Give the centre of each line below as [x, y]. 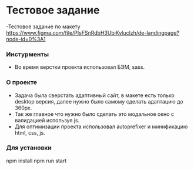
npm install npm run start [36, 161]
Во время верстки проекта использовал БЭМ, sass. [80, 67]
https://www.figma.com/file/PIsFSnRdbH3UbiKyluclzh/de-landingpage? [93, 32]
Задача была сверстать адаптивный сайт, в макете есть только [94, 95]
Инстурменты [27, 54]
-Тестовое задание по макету [43, 26]
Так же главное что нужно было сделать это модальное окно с [94, 114]
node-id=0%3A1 [26, 39]
